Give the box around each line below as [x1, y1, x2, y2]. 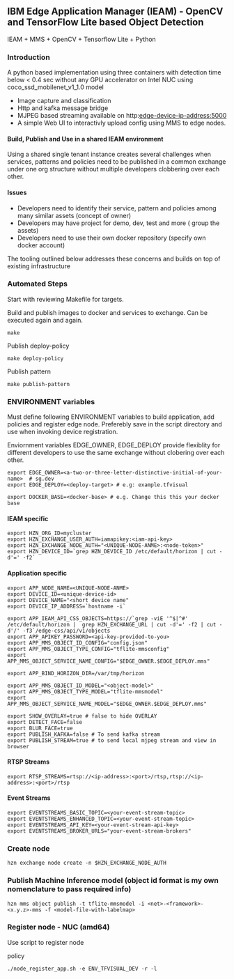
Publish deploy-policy [7, 341, 70, 350]
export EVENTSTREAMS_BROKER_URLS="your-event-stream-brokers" [7, 827, 192, 835]
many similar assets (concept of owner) [17, 211, 132, 219]
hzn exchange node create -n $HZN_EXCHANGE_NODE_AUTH [7, 860, 167, 867]
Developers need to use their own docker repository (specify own [17, 233, 206, 242]
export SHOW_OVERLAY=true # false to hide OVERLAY [7, 712, 157, 720]
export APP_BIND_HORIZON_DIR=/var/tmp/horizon [7, 670, 145, 677]
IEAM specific [7, 514, 49, 523]
